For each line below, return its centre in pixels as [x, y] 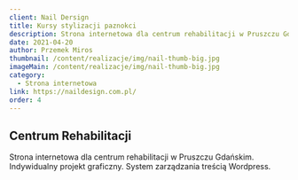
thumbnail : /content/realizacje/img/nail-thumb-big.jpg [114, 59]
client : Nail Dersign [49, 17]
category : [27, 75]
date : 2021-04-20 [41, 42]
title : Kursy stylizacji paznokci [73, 26]
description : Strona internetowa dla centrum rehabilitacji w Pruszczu [144, 34]
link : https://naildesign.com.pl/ [73, 91]
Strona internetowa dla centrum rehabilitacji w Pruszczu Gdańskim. [132, 157]
